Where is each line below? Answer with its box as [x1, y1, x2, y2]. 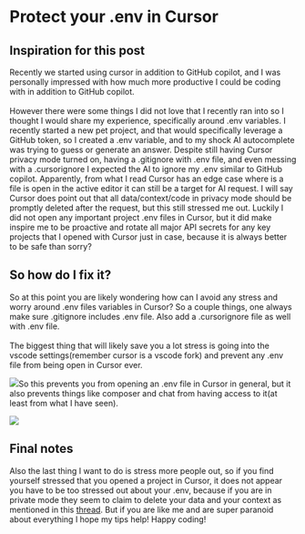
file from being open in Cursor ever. [9, 359, 143, 370]
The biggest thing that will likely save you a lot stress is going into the [9, 340, 270, 351]
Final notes [9, 441, 74, 457]
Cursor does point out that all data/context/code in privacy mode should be [9, 193, 292, 203]
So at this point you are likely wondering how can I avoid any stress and [9, 292, 278, 303]
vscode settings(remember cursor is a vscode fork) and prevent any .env [9, 349, 284, 361]
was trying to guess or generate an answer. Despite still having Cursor [9, 144, 273, 155]
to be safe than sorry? [9, 241, 93, 252]
